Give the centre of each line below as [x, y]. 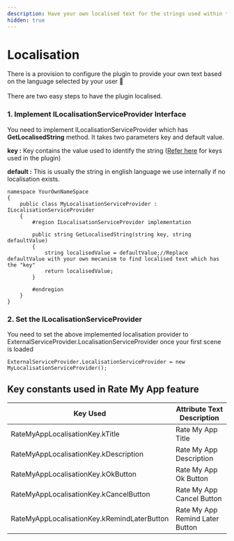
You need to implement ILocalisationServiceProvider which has [97, 129]
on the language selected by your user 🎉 [65, 82]
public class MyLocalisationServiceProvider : [88, 204]
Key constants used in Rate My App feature [103, 389]
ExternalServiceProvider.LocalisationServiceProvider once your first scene [114, 342]
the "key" [22, 265]
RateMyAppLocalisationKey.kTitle [65, 433]
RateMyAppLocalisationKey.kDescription [77, 454]
